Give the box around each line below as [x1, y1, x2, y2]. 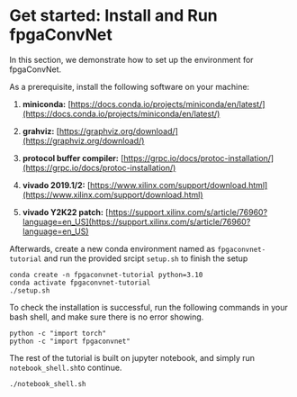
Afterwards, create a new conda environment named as [9, 243, 216, 254]
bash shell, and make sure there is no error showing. [9, 311, 204, 322]
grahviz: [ [22, 125, 60, 136]
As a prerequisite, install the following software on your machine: [9, 81, 250, 92]
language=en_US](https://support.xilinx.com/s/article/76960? [22, 216, 251, 227]
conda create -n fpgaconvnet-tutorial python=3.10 [9, 270, 203, 279]
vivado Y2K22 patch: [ [22, 206, 109, 217]
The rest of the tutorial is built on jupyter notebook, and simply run [9, 352, 255, 363]
